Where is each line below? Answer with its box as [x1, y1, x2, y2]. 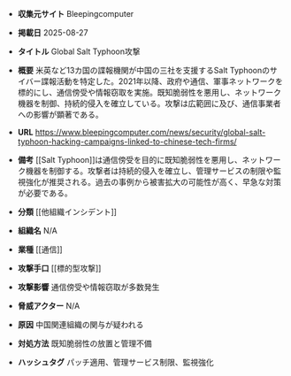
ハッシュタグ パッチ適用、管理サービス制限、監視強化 [17, 357, 214, 367]
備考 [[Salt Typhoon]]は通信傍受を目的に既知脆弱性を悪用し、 [17, 155, 243, 165]
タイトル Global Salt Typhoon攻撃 [17, 46, 141, 57]
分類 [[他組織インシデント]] [17, 207, 118, 217]
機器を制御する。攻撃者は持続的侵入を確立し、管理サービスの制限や [25, 165, 274, 176]
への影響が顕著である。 [17, 110, 103, 119]
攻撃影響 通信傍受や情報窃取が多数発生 [17, 282, 160, 292]
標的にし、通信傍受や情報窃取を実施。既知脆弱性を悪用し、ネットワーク [17, 88, 281, 97]
